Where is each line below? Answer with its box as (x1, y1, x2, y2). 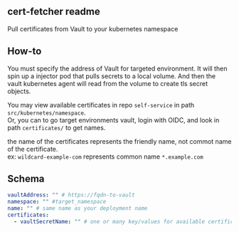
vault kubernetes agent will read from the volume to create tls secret (7, 79, 208, 88)
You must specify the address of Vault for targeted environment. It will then (7, 64, 228, 73)
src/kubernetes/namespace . (7, 108, 86, 117)
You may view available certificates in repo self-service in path (7, 100, 195, 109)
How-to (7, 46, 42, 58)
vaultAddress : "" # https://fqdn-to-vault (7, 191, 135, 199)
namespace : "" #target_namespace (7, 199, 107, 206)
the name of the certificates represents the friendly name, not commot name (7, 137, 232, 145)
